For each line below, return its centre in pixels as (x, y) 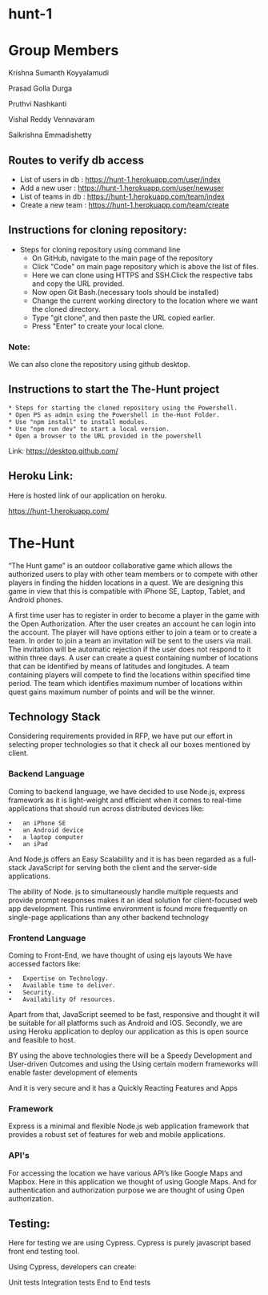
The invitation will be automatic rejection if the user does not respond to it (130, 649)
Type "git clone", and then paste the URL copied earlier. (124, 317)
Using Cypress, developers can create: (72, 1267)
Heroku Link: (41, 476)
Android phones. (36, 599)
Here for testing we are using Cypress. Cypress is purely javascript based (130, 1243)
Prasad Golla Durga (40, 88)
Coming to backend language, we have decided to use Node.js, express (127, 791)
